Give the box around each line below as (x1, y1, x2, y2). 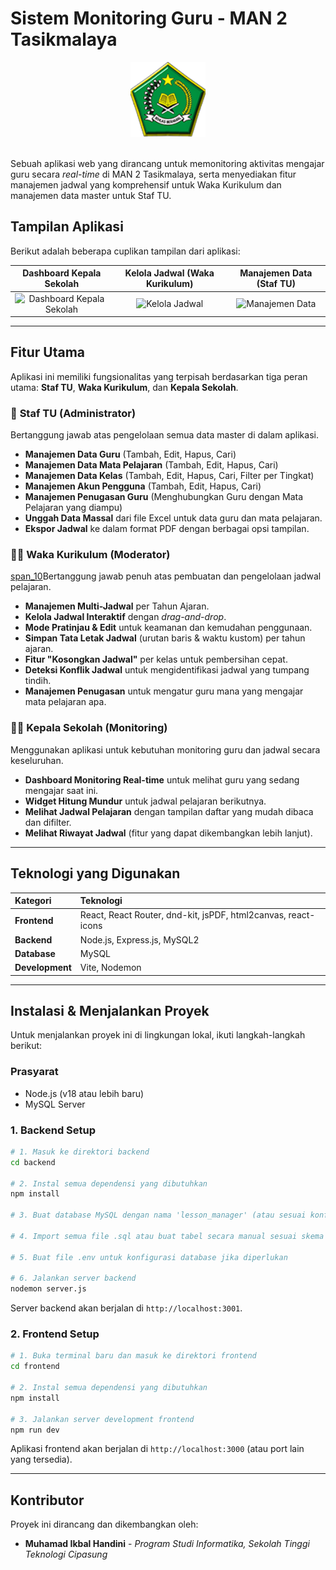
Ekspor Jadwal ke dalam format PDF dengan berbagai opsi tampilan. (24, 523, 310, 535)
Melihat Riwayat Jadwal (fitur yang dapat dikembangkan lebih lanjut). (24, 827, 313, 839)
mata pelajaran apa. (24, 696, 107, 708)
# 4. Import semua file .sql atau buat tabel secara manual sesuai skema (10, 1231, 325, 1241)
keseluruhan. (10, 754, 64, 766)
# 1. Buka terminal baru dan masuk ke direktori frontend (10, 1351, 257, 1361)
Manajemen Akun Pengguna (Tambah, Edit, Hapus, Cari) (24, 480, 262, 492)
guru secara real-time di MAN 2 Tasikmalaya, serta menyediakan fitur (10, 168, 297, 180)
